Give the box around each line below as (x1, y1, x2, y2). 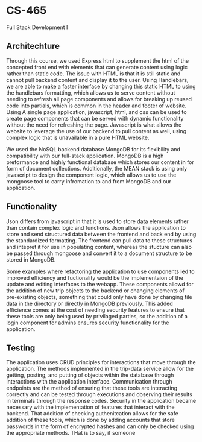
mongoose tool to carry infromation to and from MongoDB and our (6, 177, 172, 185)
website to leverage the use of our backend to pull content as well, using (6, 127, 187, 134)
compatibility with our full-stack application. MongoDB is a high (6, 152, 164, 159)
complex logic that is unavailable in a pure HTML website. (6, 134, 150, 141)
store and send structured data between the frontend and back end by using (6, 230, 197, 238)
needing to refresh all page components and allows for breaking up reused (6, 95, 192, 103)
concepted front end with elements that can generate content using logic (6, 63, 188, 71)
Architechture (6, 41, 60, 51)
